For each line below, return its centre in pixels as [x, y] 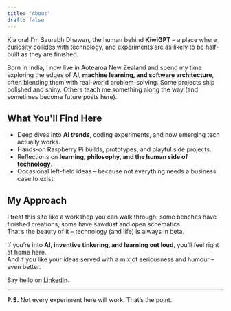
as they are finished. [50, 54]
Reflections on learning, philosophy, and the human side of [102, 157]
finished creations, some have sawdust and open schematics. [95, 224]
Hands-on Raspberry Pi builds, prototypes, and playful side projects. [114, 149]
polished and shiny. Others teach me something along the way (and [102, 89]
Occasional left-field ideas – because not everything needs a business [117, 171]
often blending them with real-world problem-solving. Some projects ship [111, 82]
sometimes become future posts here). [62, 96]
